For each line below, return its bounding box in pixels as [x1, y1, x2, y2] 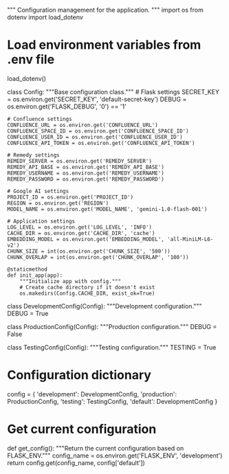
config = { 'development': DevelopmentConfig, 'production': [7, 390, 177, 398]
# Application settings [7, 218, 76, 225]
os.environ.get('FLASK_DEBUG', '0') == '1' [7, 102, 127, 111]
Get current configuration [7, 422, 157, 437]
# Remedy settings [7, 151, 60, 159]
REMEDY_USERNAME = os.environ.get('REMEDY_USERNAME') [7, 170, 165, 177]
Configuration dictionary [7, 368, 151, 383]
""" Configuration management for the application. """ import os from [7, 6, 204, 14]
